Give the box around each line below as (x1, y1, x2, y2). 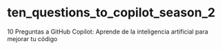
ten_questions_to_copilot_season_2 (7, 5, 216, 21)
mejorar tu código (7, 34, 58, 42)
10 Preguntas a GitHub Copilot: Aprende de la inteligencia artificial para (7, 27, 208, 36)
